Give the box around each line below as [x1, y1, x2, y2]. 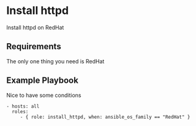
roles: [12, 108, 29, 114]
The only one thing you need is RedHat [6, 57, 105, 65]
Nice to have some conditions [6, 91, 81, 99]
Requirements [6, 41, 61, 52]
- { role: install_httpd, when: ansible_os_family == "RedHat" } [20, 114, 190, 120]
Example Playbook [6, 75, 78, 86]
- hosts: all [6, 103, 40, 110]
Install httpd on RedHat [6, 24, 64, 31]
